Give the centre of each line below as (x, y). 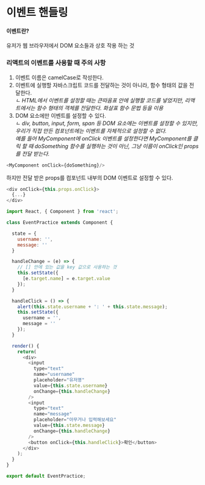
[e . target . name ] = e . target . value (67, 279)
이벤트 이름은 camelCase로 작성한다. (59, 77)
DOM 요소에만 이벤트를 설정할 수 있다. (61, 115)
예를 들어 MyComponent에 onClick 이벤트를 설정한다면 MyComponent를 (103, 138)
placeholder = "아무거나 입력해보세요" (75, 420)
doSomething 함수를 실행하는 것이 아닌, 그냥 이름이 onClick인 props (117, 146)
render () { (26, 346)
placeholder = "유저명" (59, 380)
